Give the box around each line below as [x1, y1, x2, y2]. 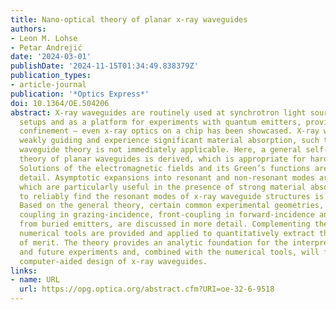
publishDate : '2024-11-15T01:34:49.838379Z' [10, 61, 199, 71]
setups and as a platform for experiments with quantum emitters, [19, 117, 302, 127]
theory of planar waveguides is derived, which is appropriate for [19, 154, 307, 164]
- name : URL [10, 275, 60, 285]
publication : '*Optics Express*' [10, 89, 150, 99]
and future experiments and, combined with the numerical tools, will [19, 247, 320, 257]
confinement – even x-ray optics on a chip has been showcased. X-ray [19, 126, 320, 136]
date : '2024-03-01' [10, 52, 92, 62]
